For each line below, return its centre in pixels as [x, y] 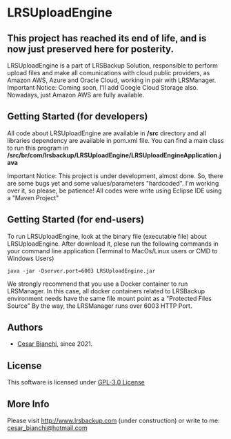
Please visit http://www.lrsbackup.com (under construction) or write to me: [113, 421]
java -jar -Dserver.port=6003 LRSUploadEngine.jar [81, 271]
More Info [28, 404]
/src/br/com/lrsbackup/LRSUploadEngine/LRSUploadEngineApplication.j [114, 155]
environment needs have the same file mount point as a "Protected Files [110, 298]
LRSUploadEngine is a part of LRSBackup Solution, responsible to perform [113, 66]
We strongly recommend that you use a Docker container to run [98, 284]
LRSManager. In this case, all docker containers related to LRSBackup [106, 291]
